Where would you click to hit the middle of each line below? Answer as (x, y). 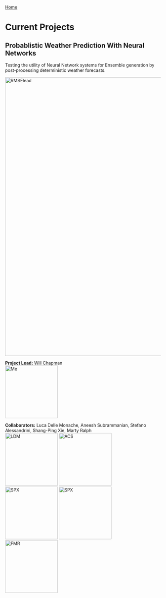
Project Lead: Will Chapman (34, 363)
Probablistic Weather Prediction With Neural (75, 45)
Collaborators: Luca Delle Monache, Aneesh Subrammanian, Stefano (76, 425)
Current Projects (40, 27)
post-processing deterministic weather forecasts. (55, 70)
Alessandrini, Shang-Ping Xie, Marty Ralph (48, 430)
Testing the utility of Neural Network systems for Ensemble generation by (80, 65)
